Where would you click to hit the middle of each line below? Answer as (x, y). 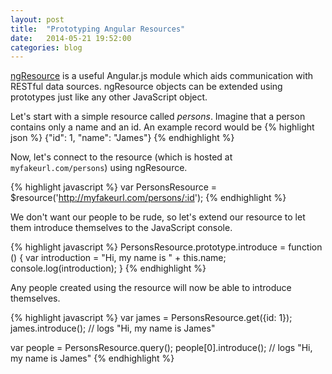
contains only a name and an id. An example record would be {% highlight (162, 127)
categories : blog (46, 47)
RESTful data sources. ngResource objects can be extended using (146, 87)
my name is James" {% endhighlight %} (92, 358)
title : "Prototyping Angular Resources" (98, 29)
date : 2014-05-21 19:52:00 (71, 38)
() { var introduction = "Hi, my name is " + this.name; (118, 258)
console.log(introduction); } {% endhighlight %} (108, 268)
